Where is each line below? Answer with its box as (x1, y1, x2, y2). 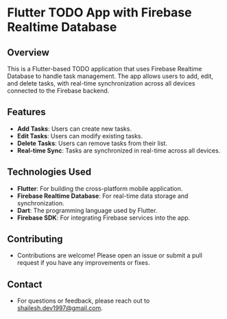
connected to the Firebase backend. (7, 87, 110, 94)
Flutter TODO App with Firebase (7, 5, 192, 21)
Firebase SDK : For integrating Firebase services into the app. (16, 214, 191, 222)
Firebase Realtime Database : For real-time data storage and (16, 192, 189, 200)
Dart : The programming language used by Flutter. (16, 206, 158, 214)
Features (7, 106, 46, 118)
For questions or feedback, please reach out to (16, 296, 150, 305)
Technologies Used (7, 166, 91, 178)
